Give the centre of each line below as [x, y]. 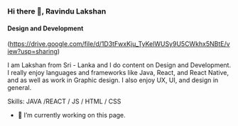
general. [20, 88]
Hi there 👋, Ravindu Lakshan [57, 11]
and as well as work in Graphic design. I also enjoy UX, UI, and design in [113, 80]
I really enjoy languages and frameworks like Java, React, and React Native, [118, 73]
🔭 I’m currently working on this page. [71, 115]
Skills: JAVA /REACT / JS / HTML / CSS [64, 101]
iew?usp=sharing [33, 52]
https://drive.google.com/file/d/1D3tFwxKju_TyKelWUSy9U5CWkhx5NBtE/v [120, 44]
